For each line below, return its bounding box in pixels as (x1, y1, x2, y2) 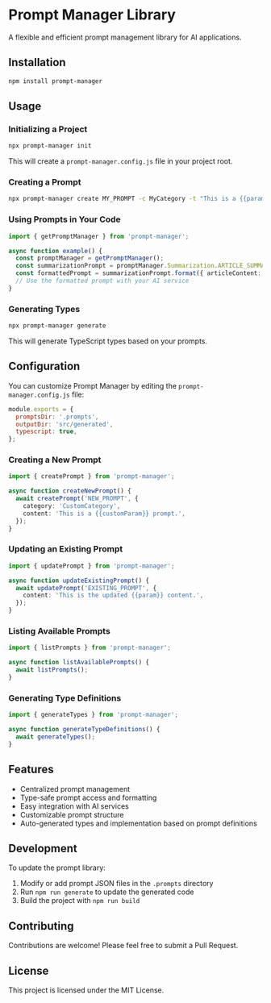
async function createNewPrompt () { (8, 487, 131, 495)
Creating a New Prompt (8, 454, 102, 465)
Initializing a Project (8, 123, 88, 135)
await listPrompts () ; (15, 666, 89, 674)
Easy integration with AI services (19, 801, 129, 811)
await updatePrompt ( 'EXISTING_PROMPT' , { (15, 584, 157, 592)
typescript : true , (15, 427, 78, 436)
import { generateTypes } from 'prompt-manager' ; (8, 711, 179, 719)
